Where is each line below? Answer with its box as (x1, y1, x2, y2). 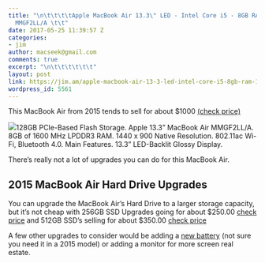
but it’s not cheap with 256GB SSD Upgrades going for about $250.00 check (8, 207, 257, 217)
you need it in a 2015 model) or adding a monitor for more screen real (8, 239, 234, 249)
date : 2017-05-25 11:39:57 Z (8, 26, 104, 34)
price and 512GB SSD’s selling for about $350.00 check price (8, 216, 207, 225)
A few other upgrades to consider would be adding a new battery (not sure (8, 231, 252, 241)
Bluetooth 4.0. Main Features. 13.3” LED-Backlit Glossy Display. (17, 140, 223, 149)
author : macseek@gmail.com (8, 48, 97, 56)
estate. (8, 248, 31, 257)
